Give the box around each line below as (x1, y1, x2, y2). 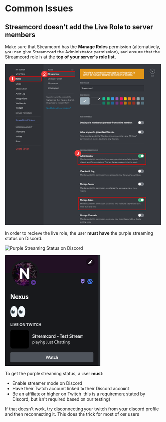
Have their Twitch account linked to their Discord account (12, 386, 129, 392)
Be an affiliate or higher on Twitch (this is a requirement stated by (12, 391, 146, 397)
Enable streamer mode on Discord (12, 380, 83, 386)
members (5, 30, 36, 39)
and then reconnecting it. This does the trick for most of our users (5, 411, 140, 417)
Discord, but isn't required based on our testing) (12, 396, 110, 402)
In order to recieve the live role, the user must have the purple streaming (5, 230, 153, 236)
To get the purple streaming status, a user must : (5, 371, 104, 377)
